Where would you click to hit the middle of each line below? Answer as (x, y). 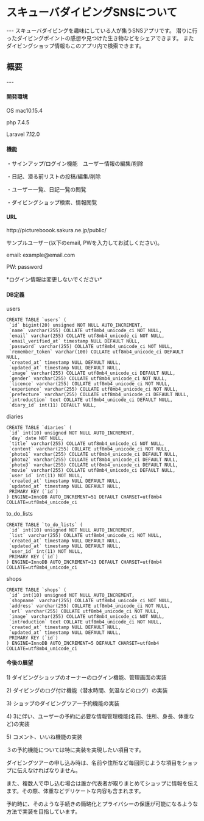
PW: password (24, 267)
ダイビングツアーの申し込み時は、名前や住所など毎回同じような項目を (94, 762)
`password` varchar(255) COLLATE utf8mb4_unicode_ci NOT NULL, (91, 346)
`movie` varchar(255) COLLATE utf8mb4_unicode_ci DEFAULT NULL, (92, 470)
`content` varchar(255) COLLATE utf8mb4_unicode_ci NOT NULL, (90, 449)
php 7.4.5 (18, 122)
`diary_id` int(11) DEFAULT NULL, (53, 405)
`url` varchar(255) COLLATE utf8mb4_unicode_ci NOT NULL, (84, 611)
